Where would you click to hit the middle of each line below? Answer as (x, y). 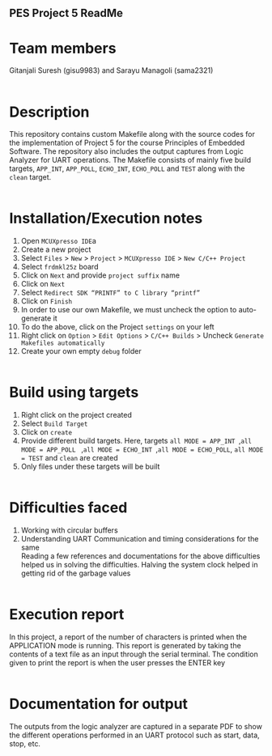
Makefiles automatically (63, 343)
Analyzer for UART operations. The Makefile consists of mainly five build (130, 160)
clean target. (30, 177)
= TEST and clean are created (69, 458)
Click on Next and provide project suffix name (100, 275)
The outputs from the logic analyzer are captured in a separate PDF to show (136, 726)
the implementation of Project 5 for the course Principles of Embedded (127, 143)
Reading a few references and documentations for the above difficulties (140, 556)
